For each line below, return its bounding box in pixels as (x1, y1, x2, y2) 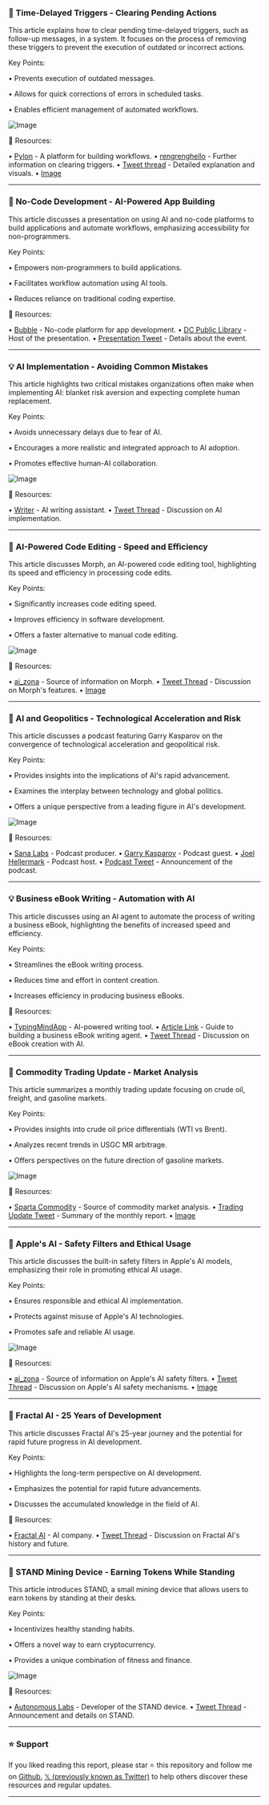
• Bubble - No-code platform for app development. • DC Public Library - (8, 324, 247, 334)
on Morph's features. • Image (8, 686, 106, 695)
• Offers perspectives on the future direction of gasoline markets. (8, 1155, 224, 1165)
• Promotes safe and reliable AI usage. (8, 1327, 136, 1337)
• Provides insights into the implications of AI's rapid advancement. (8, 771, 231, 780)
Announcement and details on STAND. (8, 1710, 134, 1720)
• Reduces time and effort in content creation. (8, 975, 160, 984)
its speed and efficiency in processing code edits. (8, 568, 173, 577)
